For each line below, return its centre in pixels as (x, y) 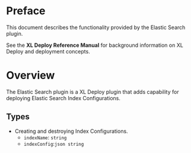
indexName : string (45, 137)
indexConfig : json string (54, 144)
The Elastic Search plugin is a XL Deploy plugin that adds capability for (93, 92)
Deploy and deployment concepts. (48, 51)
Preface (26, 11)
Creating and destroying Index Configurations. (71, 131)
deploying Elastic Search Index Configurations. (63, 98)
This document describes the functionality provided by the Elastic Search (96, 27)
